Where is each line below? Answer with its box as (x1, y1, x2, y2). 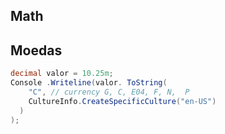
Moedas (10, 42, 63, 59)
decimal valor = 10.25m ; (10, 69, 114, 79)
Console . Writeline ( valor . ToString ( (10, 78, 168, 88)
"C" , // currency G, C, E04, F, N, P (28, 87, 190, 97)
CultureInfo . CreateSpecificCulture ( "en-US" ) (28, 96, 217, 106)
